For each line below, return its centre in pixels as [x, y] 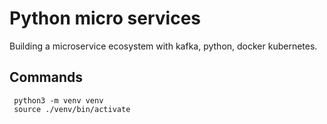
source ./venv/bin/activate [72, 109]
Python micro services [105, 18]
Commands [46, 77]
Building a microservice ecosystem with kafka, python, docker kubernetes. [163, 46]
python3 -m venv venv [58, 100]
